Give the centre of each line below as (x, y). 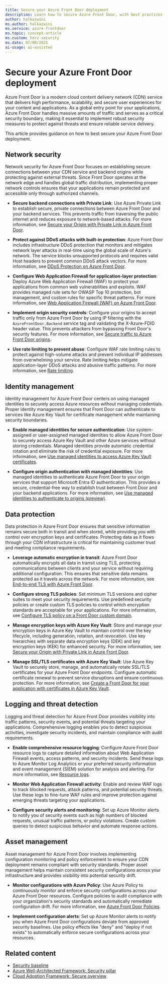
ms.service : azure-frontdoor (36, 29)
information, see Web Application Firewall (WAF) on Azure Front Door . (85, 303)
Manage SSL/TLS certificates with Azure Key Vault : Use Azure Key (83, 662)
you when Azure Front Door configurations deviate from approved (80, 922)
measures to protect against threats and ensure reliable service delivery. (80, 123)
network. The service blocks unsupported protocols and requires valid (85, 256)
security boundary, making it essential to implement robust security (75, 118)
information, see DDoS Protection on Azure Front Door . (69, 266)
